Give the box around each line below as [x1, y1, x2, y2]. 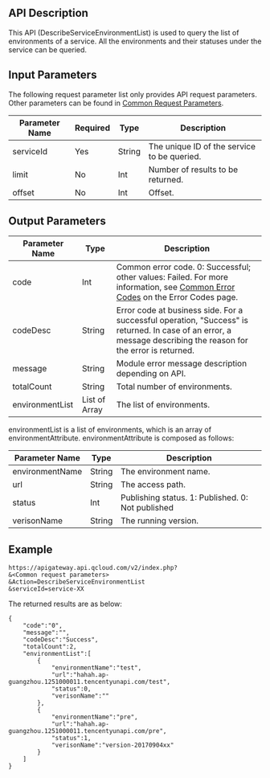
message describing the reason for [116, 335, 249, 346]
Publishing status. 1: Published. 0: [120, 492, 249, 503]
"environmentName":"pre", [51, 713, 138, 722]
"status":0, [51, 685, 92, 694]
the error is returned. [116, 345, 195, 356]
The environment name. [120, 466, 211, 477]
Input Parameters [8, 68, 97, 82]
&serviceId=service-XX [8, 585, 84, 593]
